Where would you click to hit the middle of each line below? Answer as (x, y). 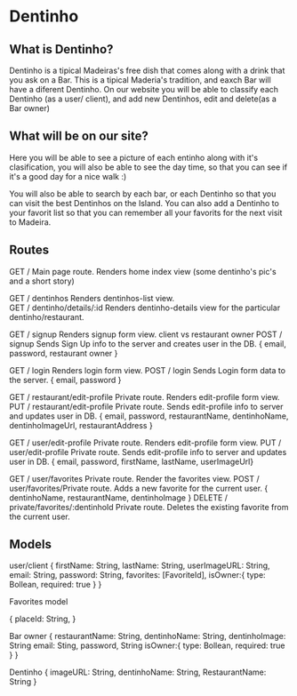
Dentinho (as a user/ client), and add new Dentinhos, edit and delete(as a (143, 99)
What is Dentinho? (61, 49)
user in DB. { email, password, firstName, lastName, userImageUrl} (132, 461)
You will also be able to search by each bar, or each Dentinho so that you (143, 194)
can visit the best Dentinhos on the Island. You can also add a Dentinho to (144, 203)
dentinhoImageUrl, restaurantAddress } (81, 425)
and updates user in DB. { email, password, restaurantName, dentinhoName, (149, 416)
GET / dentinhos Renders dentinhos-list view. (92, 298)
